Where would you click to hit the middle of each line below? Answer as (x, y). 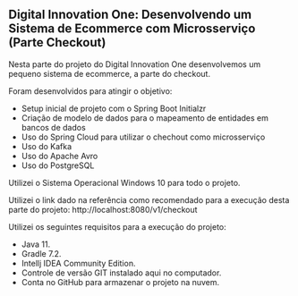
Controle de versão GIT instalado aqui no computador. (121, 273)
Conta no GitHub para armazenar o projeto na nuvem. (120, 282)
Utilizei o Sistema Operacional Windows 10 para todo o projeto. (124, 182)
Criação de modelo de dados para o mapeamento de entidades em (145, 118)
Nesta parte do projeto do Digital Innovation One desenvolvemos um (135, 64)
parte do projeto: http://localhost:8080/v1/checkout (103, 209)
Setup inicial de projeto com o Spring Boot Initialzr (114, 108)
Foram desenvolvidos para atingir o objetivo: (90, 91)
